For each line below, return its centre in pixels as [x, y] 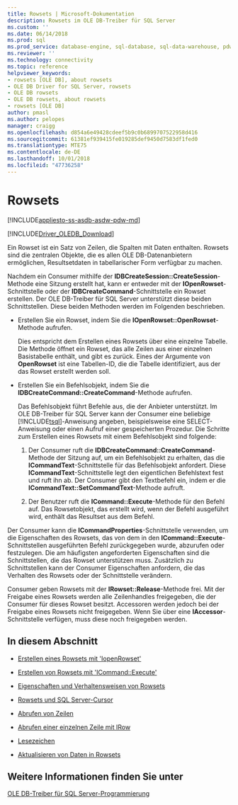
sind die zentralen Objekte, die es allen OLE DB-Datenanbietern [100, 255]
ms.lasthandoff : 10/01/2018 [49, 159]
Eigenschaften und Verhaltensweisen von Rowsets [91, 686]
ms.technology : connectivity [50, 60]
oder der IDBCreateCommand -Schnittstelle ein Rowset [125, 291]
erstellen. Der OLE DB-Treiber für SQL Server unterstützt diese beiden [109, 299]
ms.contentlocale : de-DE [44, 152]
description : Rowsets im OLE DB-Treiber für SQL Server [91, 21]
